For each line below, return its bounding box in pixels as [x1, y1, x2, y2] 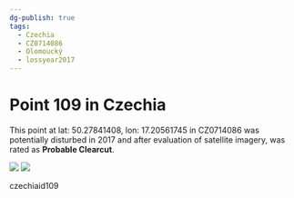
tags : [9, 22, 30, 31]
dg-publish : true [9, 13, 76, 23]
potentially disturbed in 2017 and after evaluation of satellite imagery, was [9, 134, 286, 145]
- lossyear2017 [17, 55, 76, 64]
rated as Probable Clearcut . [9, 144, 116, 154]
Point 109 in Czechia [9, 94, 167, 115]
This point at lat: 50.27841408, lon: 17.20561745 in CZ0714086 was [9, 124, 259, 135]
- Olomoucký [17, 47, 64, 56]
